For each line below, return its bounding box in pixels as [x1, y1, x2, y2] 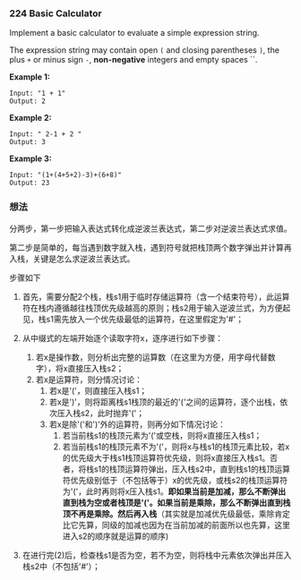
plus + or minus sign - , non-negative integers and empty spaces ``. [9, 55, 258, 65]
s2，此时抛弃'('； [80, 407, 145, 418]
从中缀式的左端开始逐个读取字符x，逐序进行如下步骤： [21, 332, 224, 343]
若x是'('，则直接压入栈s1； [48, 385, 148, 396]
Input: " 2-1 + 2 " [9, 130, 82, 139]
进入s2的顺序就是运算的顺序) [62, 531, 169, 542]
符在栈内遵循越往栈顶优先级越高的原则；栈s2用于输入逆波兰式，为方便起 [21, 303, 291, 313]
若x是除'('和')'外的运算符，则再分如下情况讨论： [48, 419, 227, 430]
